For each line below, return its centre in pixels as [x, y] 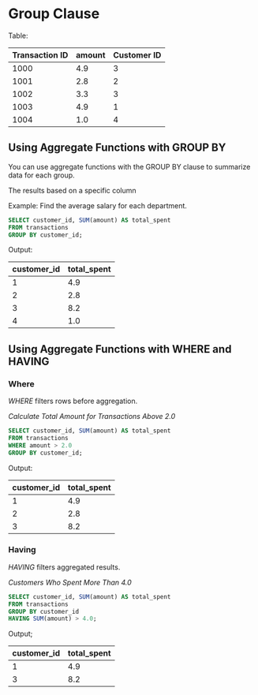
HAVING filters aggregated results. [64, 567]
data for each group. [41, 175]
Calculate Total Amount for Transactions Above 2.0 [92, 417]
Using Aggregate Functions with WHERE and [120, 349]
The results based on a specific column [72, 190]
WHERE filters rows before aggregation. [73, 401]
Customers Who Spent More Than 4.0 [70, 582]
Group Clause [54, 14]
